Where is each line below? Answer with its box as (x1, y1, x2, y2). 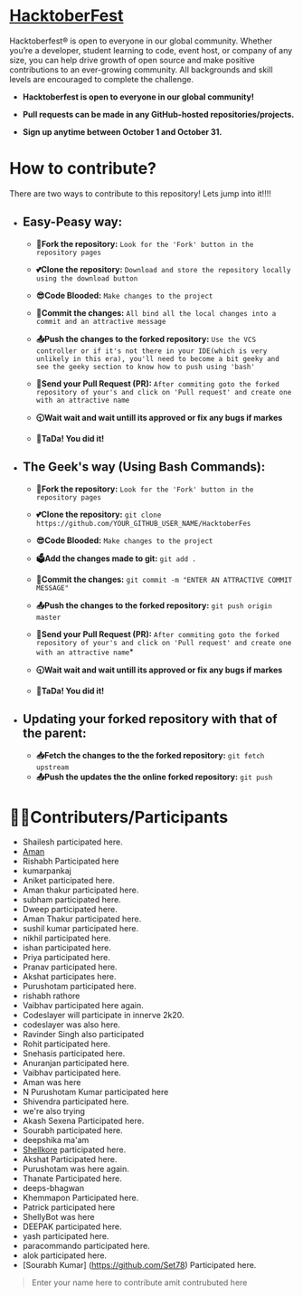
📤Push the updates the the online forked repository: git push (35, 771, 273, 783)
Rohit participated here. (22, 1038, 110, 1050)
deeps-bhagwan (22, 1183, 84, 1194)
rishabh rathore (22, 990, 80, 1001)
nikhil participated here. (22, 933, 111, 944)
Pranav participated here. (22, 961, 118, 973)
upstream (35, 763, 70, 772)
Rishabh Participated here (22, 856, 119, 867)
